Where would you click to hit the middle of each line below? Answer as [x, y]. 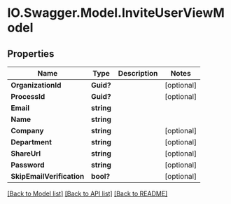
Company [27, 131]
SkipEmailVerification [48, 176]
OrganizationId [36, 85]
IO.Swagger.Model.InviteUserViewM [116, 13]
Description [138, 73]
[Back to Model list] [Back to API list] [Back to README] [87, 193]
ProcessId [28, 96]
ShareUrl [26, 154]
